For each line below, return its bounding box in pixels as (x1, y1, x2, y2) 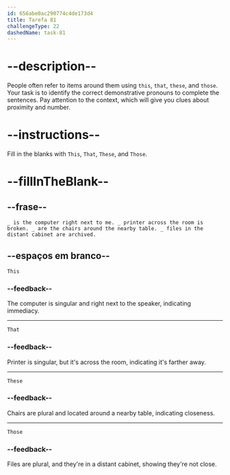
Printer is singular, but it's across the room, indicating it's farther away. (7, 358, 207, 366)
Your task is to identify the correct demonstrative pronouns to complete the (7, 88, 220, 97)
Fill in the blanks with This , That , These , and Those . (7, 150, 148, 158)
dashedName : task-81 (7, 29, 66, 36)
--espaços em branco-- (7, 249, 110, 261)
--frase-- (7, 201, 47, 212)
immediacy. (7, 306, 40, 315)
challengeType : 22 (7, 23, 60, 29)
